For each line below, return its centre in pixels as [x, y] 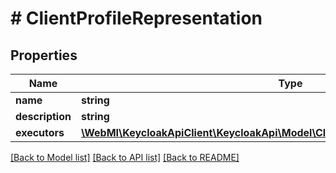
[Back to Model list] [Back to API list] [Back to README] [125, 157]
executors [40, 132]
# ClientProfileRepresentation [136, 18]
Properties [44, 55]
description [43, 116]
